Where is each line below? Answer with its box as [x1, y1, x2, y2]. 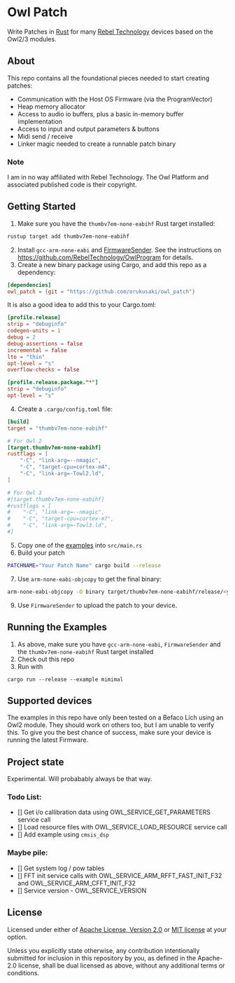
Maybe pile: [7, 848, 48, 857]
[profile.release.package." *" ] [7, 379, 99, 386]
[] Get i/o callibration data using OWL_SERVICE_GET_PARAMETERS [17, 808, 211, 817]
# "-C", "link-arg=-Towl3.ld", [7, 522, 108, 529]
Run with [17, 662, 43, 670]
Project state [7, 756, 64, 768]
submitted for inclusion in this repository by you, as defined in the [7, 954, 197, 962]
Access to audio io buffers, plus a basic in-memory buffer [17, 109, 184, 118]
